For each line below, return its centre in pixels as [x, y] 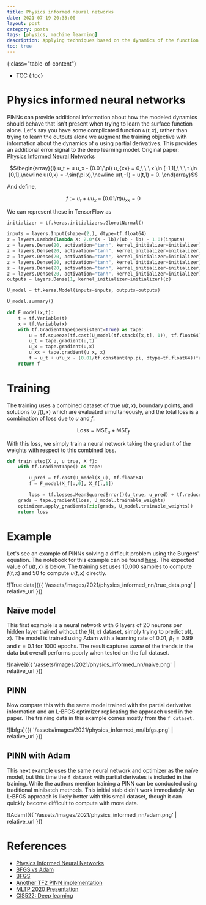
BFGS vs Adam [35, 869]
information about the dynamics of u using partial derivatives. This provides [102, 143]
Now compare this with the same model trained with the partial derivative [99, 705]
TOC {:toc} [29, 75]
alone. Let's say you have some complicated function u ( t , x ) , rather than [97, 130]
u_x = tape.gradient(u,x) [62, 347]
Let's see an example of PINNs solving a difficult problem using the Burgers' [103, 553]
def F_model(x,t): [30, 313]
